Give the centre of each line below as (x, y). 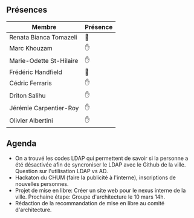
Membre (44, 27)
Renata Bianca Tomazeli (43, 37)
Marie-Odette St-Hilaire (44, 61)
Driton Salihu (27, 96)
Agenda (21, 144)
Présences (27, 10)
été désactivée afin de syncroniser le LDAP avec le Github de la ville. (100, 164)
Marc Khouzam (31, 48)
